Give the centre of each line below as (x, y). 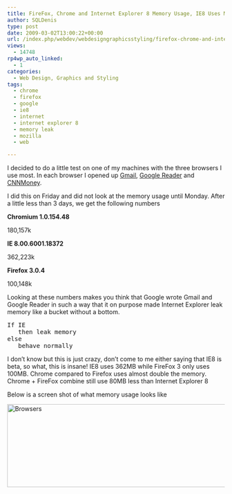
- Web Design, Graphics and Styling (66, 78)
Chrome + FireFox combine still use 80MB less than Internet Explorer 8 (108, 381)
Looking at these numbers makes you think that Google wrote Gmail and (110, 298)
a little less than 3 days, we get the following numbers (84, 203)
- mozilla (27, 136)
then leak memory (48, 332)
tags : (15, 84)
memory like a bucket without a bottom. (64, 312)
